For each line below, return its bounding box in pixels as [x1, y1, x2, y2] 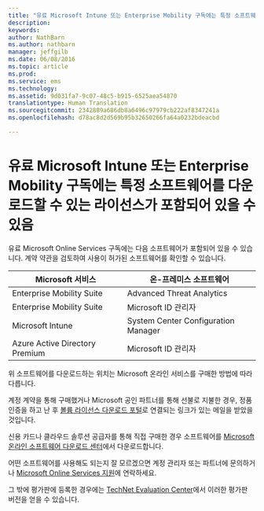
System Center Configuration [126, 315, 235, 326]
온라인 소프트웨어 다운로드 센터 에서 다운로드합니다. [8, 441, 164, 450]
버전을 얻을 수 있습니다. [8, 494, 80, 504]
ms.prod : [8, 70, 37, 78]
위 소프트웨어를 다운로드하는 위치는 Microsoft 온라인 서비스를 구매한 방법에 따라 [8, 369, 253, 378]
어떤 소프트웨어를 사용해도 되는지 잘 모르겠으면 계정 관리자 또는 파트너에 [8, 458, 229, 468]
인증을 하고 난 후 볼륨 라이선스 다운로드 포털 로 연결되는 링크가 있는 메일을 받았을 [8, 405, 254, 414]
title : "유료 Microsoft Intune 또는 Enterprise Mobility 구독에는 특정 [8, 11, 232, 20]
